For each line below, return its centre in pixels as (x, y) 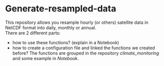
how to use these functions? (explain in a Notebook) (66, 42)
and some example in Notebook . (45, 58)
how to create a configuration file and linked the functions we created (83, 48)
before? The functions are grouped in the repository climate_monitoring (86, 53)
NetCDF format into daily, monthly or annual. (51, 27)
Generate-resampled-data (61, 9)
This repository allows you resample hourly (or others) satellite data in (77, 22)
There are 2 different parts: (33, 33)
